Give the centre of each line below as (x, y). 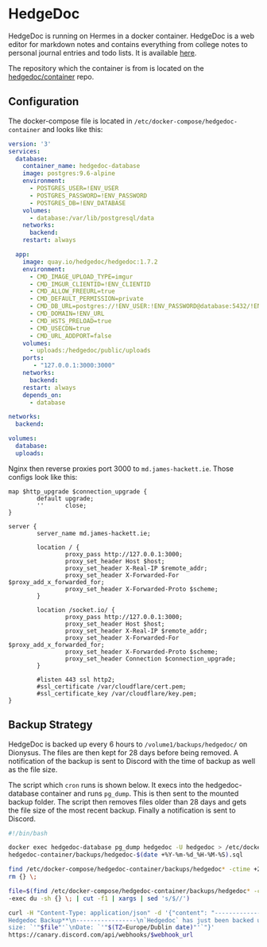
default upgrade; (65, 498)
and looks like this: (73, 129)
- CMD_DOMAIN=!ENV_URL (67, 314)
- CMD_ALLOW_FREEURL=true (72, 291)
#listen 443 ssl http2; (76, 680)
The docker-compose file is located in (70, 121)
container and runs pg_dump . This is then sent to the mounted (140, 793)
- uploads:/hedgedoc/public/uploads (90, 351)
